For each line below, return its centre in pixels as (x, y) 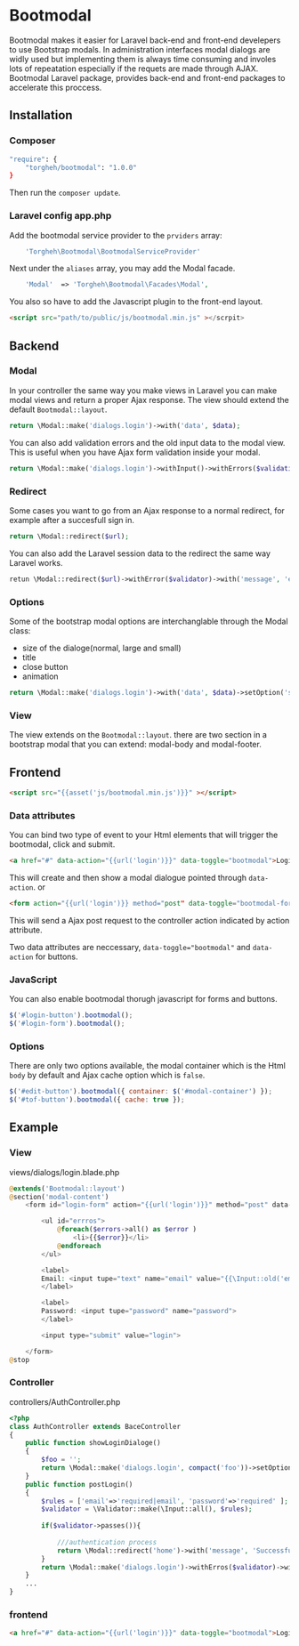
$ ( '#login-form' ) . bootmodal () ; (67, 1024)
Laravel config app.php (61, 216)
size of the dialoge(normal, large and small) (101, 648)
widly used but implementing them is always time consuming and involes (143, 59)
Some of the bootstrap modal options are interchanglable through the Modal (149, 621)
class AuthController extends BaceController (95, 1426)
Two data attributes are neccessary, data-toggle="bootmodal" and (130, 947)
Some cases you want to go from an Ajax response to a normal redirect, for (147, 510)
